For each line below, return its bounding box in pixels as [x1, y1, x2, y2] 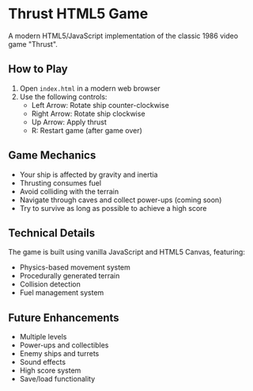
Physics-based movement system [19, 263, 130, 272]
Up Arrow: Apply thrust [31, 117, 107, 127]
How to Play [8, 63, 69, 76]
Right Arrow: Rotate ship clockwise [31, 109, 145, 118]
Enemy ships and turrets [19, 349, 100, 358]
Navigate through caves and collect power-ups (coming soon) [19, 195, 222, 205]
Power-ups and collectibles [19, 340, 109, 350]
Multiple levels [19, 332, 67, 342]
